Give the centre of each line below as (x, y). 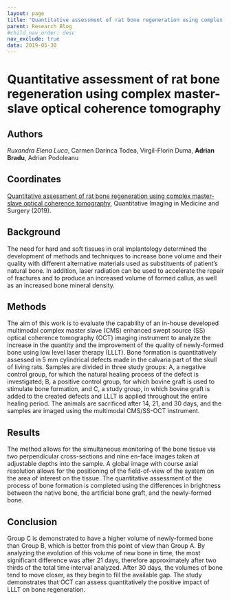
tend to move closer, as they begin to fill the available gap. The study (104, 575)
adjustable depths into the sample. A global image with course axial (102, 464)
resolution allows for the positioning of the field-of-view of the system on (111, 471)
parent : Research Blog (40, 26)
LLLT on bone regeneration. (46, 590)
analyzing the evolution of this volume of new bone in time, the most (104, 553)
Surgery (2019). (29, 210)
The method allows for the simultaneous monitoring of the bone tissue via (112, 449)
